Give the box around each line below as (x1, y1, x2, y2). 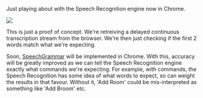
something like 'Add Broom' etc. (6, 85, 86, 92)
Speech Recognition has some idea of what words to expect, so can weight (6, 72, 195, 79)
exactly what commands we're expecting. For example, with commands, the (6, 66, 197, 73)
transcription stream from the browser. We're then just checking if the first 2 (6, 34, 197, 42)
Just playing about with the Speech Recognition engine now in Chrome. (6, 5, 185, 12)
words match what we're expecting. (6, 41, 96, 48)
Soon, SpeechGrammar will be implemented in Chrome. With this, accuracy (6, 53, 195, 60)
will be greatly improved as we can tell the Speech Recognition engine (6, 59, 182, 66)
